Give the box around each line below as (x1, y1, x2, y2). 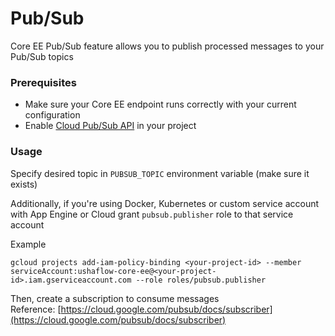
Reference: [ (10, 303, 62, 315)
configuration (24, 109, 81, 121)
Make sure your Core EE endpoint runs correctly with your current (24, 98, 297, 111)
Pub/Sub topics (10, 50, 74, 62)
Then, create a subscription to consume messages (10, 292, 220, 304)
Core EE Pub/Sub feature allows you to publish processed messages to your (10, 40, 325, 52)
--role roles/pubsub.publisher (135, 275, 267, 285)
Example (10, 238, 47, 250)
